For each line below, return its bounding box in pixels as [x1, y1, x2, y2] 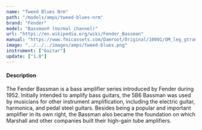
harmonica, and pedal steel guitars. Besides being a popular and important [6, 104, 191, 111]
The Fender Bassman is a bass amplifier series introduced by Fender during [6, 85, 194, 92]
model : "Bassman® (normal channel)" [6, 25, 98, 32]
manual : [6, 37, 26, 43]
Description [6, 72, 37, 79]
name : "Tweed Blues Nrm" [6, 8, 69, 15]
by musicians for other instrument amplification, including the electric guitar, [6, 98, 195, 105]
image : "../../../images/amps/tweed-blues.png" [6, 43, 128, 49]
